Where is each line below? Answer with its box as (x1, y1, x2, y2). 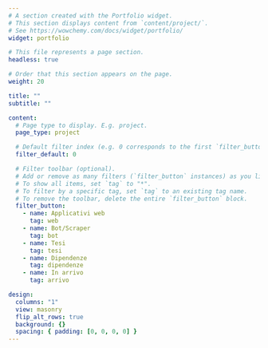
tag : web (29, 217, 59, 225)
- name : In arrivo (22, 269, 84, 277)
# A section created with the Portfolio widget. (8, 11, 173, 20)
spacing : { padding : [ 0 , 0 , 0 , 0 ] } (15, 328, 138, 336)
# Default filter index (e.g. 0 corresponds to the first (15, 143, 213, 152)
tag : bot (29, 231, 59, 239)
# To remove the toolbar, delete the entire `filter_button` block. (15, 195, 248, 203)
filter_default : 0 (15, 151, 77, 159)
